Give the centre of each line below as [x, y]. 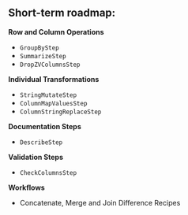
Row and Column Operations [56, 32]
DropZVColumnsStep [50, 65]
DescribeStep [41, 142]
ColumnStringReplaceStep [60, 112]
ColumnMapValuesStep [53, 103]
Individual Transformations [54, 79]
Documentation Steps [45, 126]
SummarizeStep [43, 56]
